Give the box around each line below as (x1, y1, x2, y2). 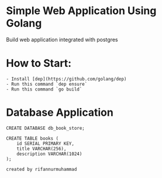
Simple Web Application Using (6, 4, 157, 18)
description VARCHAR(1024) (16, 151, 82, 157)
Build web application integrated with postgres (6, 36, 118, 43)
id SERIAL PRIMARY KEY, (16, 140, 75, 146)
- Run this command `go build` (6, 86, 82, 92)
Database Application (6, 106, 114, 119)
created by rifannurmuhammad (6, 166, 77, 172)
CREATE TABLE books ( (6, 135, 59, 142)
